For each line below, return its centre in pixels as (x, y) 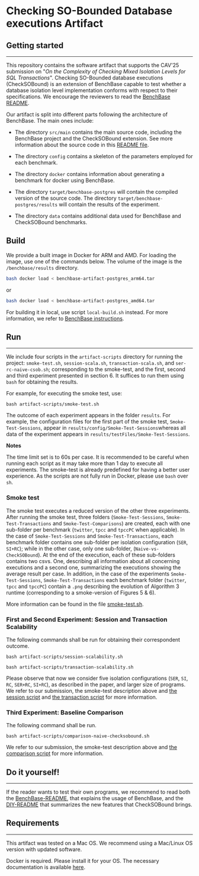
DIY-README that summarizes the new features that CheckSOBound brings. (99, 805)
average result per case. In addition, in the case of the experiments (88, 574)
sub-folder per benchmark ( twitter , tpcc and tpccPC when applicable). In (95, 529)
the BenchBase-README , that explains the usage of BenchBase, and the (95, 798)
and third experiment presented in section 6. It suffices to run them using (95, 376)
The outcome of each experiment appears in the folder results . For (88, 415)
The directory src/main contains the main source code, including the (98, 132)
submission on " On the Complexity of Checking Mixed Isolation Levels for (96, 71)
